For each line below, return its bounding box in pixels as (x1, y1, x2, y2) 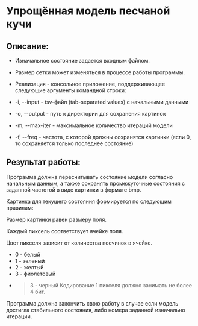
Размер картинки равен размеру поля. (6, 216, 107, 223)
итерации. (6, 312, 32, 320)
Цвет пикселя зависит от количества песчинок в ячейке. (6, 239, 152, 246)
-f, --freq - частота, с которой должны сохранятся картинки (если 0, (14, 134, 191, 140)
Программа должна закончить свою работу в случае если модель (6, 299, 179, 307)
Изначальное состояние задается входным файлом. (14, 57, 150, 64)
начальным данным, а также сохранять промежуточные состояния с (6, 180, 185, 187)
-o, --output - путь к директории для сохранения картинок (14, 110, 167, 117)
